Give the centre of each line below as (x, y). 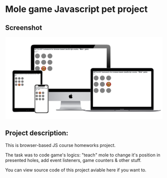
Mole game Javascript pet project (76, 9)
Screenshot (24, 28)
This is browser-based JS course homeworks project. (60, 145)
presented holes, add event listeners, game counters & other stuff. (73, 160)
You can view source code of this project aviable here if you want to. (76, 170)
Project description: (37, 133)
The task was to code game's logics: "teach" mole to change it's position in (83, 155)
